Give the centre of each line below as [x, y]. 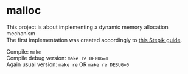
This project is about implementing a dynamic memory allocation [87, 27]
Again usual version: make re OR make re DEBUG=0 [68, 64]
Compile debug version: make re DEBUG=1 [57, 58]
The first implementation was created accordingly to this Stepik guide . [94, 40]
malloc [24, 11]
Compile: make [24, 51]
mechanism [21, 33]
